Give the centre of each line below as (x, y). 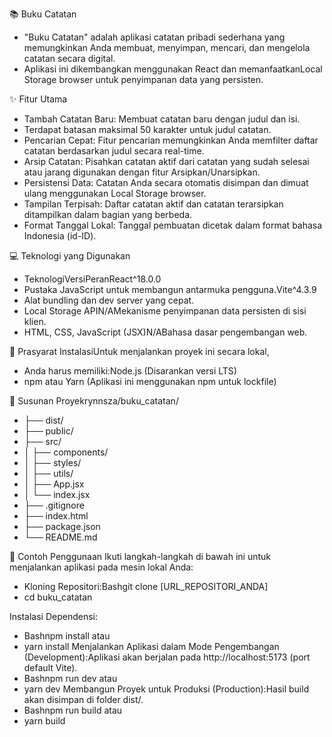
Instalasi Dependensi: (53, 616)
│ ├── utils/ (48, 473)
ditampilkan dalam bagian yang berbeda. (108, 214)
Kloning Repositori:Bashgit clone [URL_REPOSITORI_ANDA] (146, 586)
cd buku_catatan (58, 597)
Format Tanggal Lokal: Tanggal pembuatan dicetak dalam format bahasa (173, 225)
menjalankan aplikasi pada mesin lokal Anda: (101, 567)
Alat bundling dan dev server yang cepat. (109, 300)
